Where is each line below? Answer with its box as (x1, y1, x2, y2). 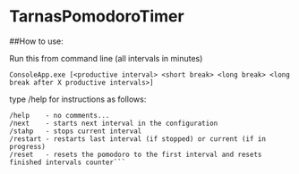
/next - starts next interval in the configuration (9, 119, 218, 128)
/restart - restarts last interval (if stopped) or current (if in (9, 134, 267, 144)
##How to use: (9, 36, 64, 46)
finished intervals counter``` (9, 158, 126, 167)
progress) (9, 142, 47, 151)
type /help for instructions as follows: (9, 94, 147, 104)
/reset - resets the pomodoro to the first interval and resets (9, 150, 262, 159)
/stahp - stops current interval (9, 127, 142, 136)
